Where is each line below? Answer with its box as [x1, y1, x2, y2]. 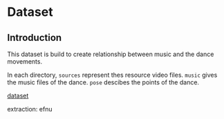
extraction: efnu [7, 105, 53, 113]
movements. [7, 57, 43, 66]
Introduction [7, 32, 62, 44]
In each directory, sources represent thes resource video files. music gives [7, 71, 218, 79]
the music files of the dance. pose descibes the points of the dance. [7, 78, 199, 86]
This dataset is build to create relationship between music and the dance [7, 50, 214, 58]
